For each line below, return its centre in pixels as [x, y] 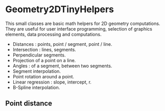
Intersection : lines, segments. [44, 49]
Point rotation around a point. [43, 76]
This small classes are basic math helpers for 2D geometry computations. [83, 23]
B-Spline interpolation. [36, 87]
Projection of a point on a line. [44, 60]
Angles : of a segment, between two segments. [62, 66]
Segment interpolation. [37, 71]
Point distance [29, 104]
